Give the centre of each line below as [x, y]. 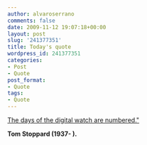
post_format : [27, 80]
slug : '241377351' [34, 41]
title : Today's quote [39, 47]
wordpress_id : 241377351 [44, 54]
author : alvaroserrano [41, 14]
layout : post [27, 34]
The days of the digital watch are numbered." [73, 120]
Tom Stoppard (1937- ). [42, 134]
